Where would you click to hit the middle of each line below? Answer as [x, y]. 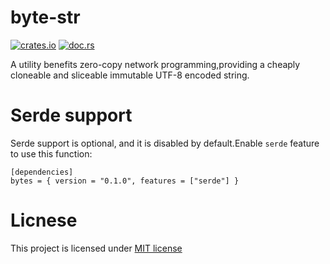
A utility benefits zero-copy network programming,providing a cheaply [155, 64]
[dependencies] [42, 172]
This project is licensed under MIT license [96, 248]
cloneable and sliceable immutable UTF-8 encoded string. [130, 75]
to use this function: [51, 153]
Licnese [44, 220]
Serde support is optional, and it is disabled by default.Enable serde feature [165, 143]
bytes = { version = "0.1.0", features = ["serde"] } [125, 181]
